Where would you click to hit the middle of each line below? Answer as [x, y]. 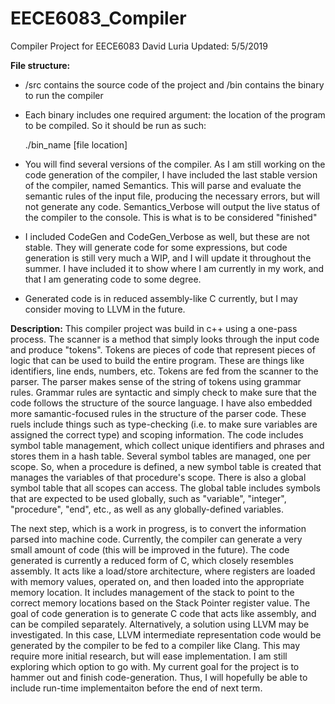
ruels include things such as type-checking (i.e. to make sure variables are [164, 424]
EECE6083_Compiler [98, 18]
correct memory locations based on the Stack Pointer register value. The [160, 603]
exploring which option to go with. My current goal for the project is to [155, 666]
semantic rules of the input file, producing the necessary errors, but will [172, 196]
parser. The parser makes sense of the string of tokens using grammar [156, 381]
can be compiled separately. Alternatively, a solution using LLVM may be [160, 624]
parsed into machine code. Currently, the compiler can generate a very [156, 539]
